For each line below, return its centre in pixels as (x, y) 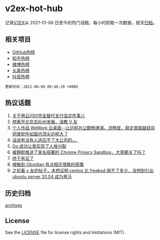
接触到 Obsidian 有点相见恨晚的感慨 (48, 164)
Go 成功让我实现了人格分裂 (39, 146)
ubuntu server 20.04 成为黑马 (42, 177)
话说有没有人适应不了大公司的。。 (45, 140)
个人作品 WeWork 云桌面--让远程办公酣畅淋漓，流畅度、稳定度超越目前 (83, 128)
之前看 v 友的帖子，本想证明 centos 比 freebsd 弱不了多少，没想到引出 (83, 170)
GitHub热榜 (23, 52)
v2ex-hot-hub (34, 9)
